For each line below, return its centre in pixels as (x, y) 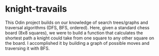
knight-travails (36, 9)
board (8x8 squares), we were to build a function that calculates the (74, 33)
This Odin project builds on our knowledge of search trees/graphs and (77, 22)
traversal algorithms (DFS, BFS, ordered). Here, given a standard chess (77, 27)
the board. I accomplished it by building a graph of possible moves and (77, 43)
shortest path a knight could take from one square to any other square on (80, 38)
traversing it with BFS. (28, 48)
